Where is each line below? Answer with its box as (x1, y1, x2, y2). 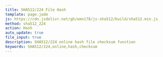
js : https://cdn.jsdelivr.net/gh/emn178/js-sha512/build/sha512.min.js (5, 16, 158, 21)
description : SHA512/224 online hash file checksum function (5, 40, 136, 45)
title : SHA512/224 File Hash (5, 7, 66, 12)
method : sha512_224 (5, 21, 46, 26)
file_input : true (5, 35, 42, 40)
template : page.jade (5, 12, 49, 17)
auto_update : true (5, 30, 44, 35)
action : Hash (5, 26, 33, 31)
